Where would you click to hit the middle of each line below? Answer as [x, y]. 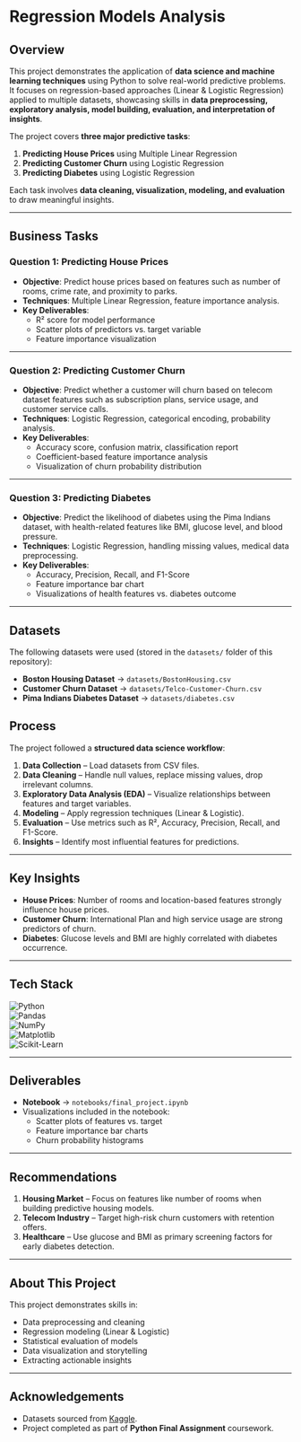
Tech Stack [41, 985]
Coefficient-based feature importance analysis [122, 456]
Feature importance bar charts [92, 1131]
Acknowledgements [67, 1397]
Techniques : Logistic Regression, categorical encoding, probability [146, 418]
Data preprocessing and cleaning [83, 1322]
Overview [37, 50]
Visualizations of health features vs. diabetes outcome [136, 594]
